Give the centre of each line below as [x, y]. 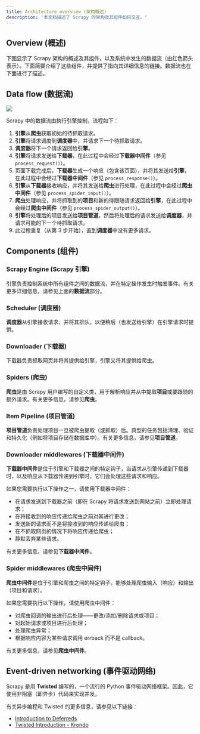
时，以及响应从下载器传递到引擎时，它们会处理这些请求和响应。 [84, 476]
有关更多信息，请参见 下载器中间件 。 [51, 551]
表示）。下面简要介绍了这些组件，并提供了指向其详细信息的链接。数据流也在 [99, 66]
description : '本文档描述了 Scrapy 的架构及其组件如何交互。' [77, 17]
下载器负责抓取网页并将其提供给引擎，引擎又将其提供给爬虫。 [82, 360]
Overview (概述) [36, 43]
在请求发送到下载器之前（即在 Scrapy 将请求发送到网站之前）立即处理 [100, 501]
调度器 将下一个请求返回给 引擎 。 [54, 148]
